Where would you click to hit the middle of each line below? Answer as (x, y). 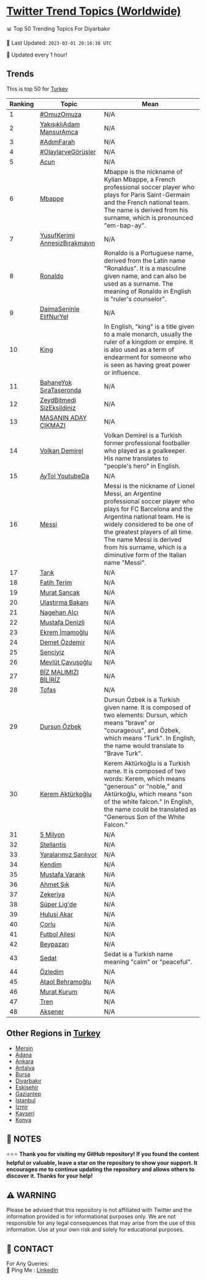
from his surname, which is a (145, 547)
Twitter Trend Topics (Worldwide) (94, 11)
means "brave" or (129, 723)
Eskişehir (27, 1087)
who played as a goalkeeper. (145, 451)
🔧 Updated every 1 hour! (37, 55)
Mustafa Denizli (62, 622)
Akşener (52, 1011)
